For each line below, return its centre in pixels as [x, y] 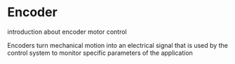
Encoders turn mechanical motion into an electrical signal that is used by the [117, 45]
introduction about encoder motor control [67, 32]
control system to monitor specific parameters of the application [100, 53]
